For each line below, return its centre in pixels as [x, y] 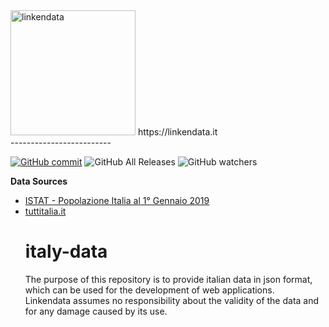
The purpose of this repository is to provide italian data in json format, [168, 279]
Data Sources [39, 181]
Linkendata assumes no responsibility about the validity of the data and [172, 300]
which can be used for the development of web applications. [149, 290]
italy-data [66, 251]
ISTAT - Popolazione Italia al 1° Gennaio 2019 [117, 200]
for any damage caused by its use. [96, 311]
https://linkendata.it [177, 132]
